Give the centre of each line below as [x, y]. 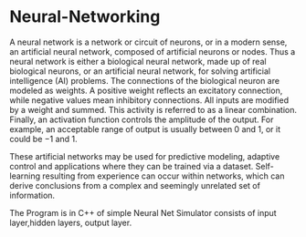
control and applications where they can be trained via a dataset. [132, 166]
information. [32, 195]
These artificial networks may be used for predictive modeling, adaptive [145, 156]
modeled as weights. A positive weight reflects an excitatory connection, [146, 90]
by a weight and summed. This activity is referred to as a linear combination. [153, 109]
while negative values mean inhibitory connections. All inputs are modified [149, 100]
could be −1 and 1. [43, 139]
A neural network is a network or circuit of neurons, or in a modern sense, [148, 42]
